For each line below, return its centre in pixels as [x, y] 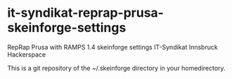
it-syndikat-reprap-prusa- [85, 13]
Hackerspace [27, 55]
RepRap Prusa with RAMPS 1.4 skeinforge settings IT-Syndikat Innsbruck [112, 47]
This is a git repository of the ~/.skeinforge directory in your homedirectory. [117, 68]
